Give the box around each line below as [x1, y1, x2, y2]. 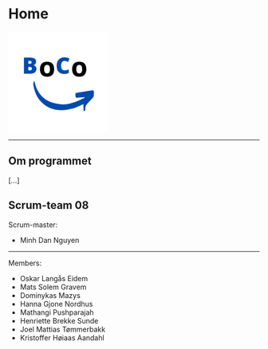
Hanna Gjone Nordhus [19, 299, 93, 308]
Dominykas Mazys [19, 290, 81, 300]
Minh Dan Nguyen [19, 235, 80, 245]
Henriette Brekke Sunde [19, 316, 99, 325]
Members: [8, 258, 42, 268]
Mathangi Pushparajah [19, 308, 94, 317]
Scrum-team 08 [8, 198, 89, 212]
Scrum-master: [8, 220, 58, 229]
